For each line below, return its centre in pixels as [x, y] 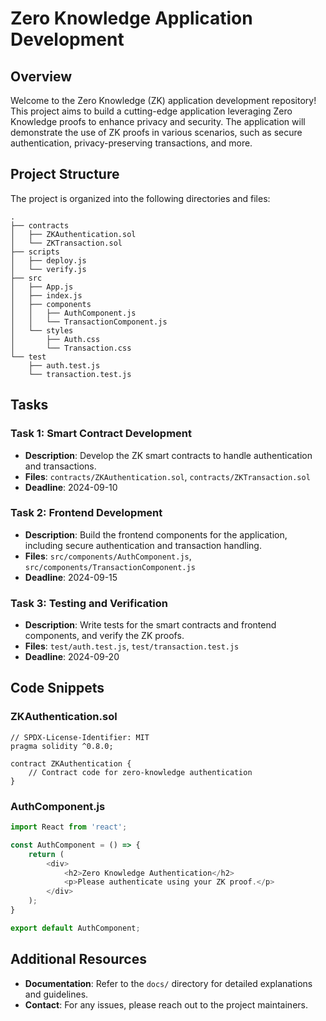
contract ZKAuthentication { [71, 763]
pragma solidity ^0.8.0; [62, 746]
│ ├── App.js [42, 287]
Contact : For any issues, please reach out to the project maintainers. [166, 1004]
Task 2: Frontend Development [86, 513]
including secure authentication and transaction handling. [143, 545]
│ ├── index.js [46, 295]
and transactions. [60, 466]
